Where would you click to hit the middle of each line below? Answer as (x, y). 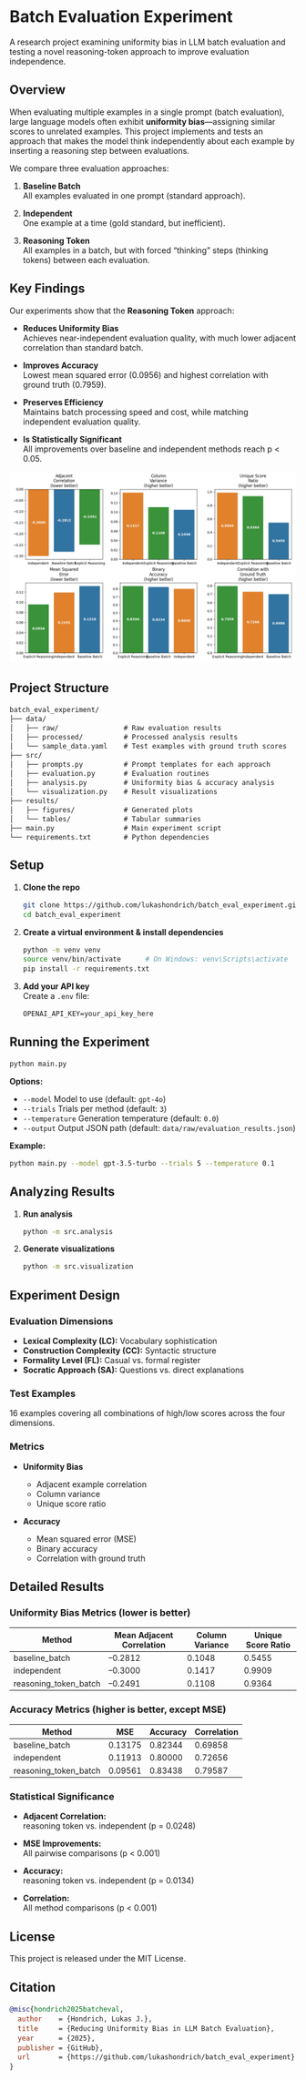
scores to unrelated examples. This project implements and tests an (137, 131)
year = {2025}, (56, 2038)
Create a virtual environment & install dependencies (123, 932)
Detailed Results (57, 1587)
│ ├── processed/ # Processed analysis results (124, 738)
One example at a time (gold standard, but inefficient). (124, 223)
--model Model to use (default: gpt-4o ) (94, 1098)
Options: (26, 1081)
